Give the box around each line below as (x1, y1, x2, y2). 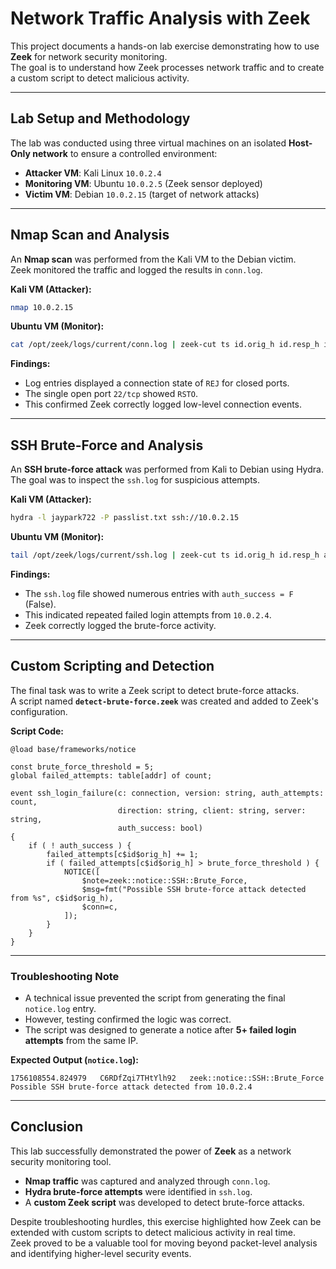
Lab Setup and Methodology (10, 110, 191, 127)
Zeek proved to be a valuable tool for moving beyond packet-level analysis (10, 1237, 318, 1249)
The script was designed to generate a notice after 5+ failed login (24, 1023, 297, 1036)
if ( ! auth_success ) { (28, 840, 132, 851)
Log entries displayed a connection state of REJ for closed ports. (24, 377, 290, 389)
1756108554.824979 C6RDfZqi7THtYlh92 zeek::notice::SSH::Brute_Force (10, 1073, 325, 1083)
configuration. (10, 705, 68, 717)
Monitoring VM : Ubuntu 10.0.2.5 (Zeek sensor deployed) (24, 177, 263, 189)
